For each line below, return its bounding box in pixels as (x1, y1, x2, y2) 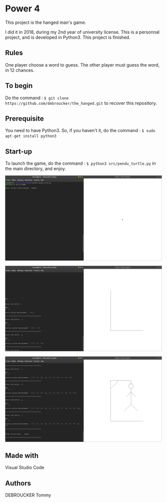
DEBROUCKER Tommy (5, 492, 51, 498)
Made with (5, 451, 39, 460)
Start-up (5, 147, 32, 155)
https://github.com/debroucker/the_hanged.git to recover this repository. (5, 100, 158, 106)
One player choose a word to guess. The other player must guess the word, (5, 62, 160, 68)
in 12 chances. (5, 67, 35, 73)
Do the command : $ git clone (5, 95, 69, 101)
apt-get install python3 (5, 134, 57, 139)
